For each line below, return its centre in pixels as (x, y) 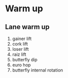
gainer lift (22, 39)
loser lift (20, 49)
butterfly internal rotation (37, 70)
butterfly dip (25, 59)
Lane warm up (27, 27)
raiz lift (19, 54)
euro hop (21, 65)
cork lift (20, 44)
